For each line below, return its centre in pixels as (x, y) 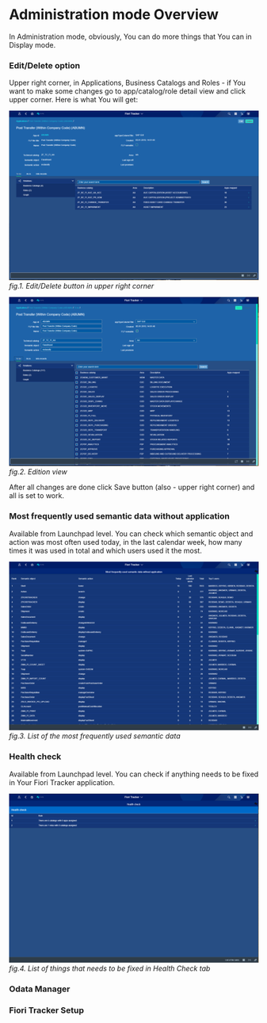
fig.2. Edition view (38, 472)
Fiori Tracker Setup (47, 1010)
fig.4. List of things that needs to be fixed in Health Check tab (110, 968)
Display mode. (32, 44)
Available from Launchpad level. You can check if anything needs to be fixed (134, 774)
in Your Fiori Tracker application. (62, 782)
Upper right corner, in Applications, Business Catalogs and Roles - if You (128, 83)
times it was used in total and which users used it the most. (106, 550)
